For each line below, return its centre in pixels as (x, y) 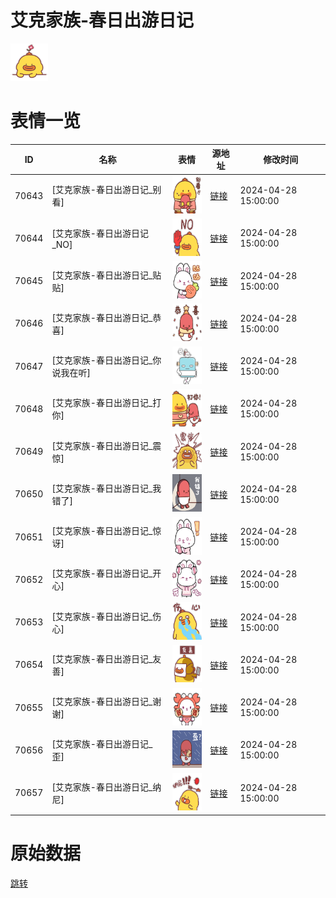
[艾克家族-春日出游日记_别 (106, 190)
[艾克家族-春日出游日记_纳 (106, 787)
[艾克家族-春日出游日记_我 (106, 488)
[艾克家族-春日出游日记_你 (106, 360)
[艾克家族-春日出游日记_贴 (106, 275)
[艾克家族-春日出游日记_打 (106, 403)
